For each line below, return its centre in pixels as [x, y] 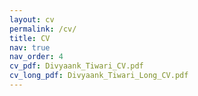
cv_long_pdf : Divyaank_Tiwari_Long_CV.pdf [99, 76]
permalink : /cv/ [43, 29]
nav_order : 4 [36, 57]
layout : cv [32, 19]
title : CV [30, 38]
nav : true [30, 47]
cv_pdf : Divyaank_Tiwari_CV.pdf [76, 66]
